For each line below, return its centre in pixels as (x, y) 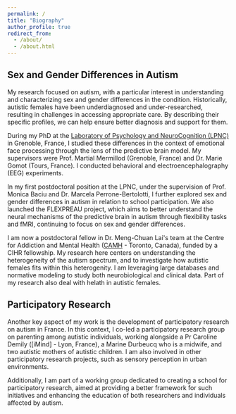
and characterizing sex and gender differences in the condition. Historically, (117, 99)
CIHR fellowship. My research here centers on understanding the (101, 252)
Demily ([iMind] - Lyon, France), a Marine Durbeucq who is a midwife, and (114, 344)
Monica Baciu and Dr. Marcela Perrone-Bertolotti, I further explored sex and (117, 194)
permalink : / (26, 14)
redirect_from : (30, 33)
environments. (28, 366)
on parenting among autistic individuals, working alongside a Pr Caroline (112, 337)
